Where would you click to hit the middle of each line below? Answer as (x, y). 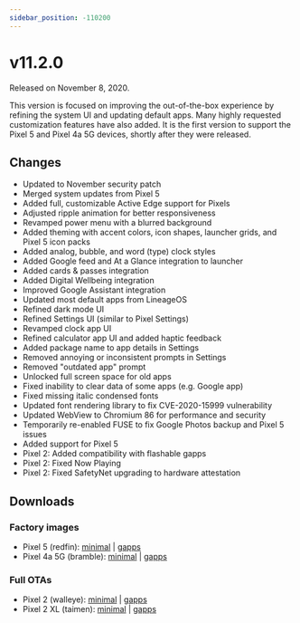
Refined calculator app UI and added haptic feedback (122, 338)
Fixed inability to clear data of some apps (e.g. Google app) (133, 387)
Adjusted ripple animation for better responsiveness (119, 213)
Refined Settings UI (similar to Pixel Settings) (106, 319)
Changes (35, 163)
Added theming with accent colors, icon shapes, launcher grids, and (150, 233)
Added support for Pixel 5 (70, 444)
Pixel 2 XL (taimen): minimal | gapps (89, 609)
